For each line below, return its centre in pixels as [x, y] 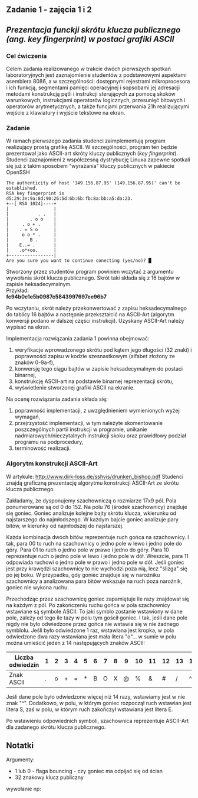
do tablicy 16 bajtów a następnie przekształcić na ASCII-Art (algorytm [90, 314]
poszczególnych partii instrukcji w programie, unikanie [81, 429]
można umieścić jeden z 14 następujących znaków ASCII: [76, 643]
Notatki [20, 746]
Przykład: [18, 291]
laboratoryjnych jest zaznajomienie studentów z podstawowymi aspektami [96, 75]
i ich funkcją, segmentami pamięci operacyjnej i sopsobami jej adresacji [93, 87]
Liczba [24, 657]
